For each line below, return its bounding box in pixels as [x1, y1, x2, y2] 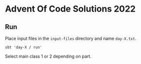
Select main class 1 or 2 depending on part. [5, 53, 92, 59]
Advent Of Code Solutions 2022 [5, 3, 136, 15]
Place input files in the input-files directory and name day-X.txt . [5, 35, 137, 41]
